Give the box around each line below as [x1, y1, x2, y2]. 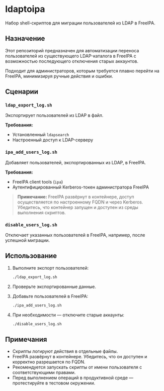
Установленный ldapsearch [12, 132, 70, 138]
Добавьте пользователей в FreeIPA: [12, 293, 88, 299]
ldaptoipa [5, 3, 46, 15]
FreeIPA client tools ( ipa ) [12, 179, 63, 185]
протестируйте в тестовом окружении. [12, 380, 95, 386]
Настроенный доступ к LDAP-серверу [12, 137, 93, 143]
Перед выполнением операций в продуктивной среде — [12, 375, 134, 381]
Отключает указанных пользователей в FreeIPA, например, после [5, 232, 146, 238]
